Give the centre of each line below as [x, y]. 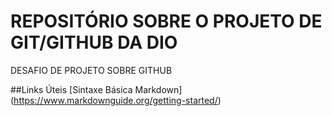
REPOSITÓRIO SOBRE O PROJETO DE [166, 21]
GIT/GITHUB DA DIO [94, 42]
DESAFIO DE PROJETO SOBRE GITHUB [91, 70]
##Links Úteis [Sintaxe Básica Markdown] [96, 89]
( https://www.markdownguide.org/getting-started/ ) [116, 100]
